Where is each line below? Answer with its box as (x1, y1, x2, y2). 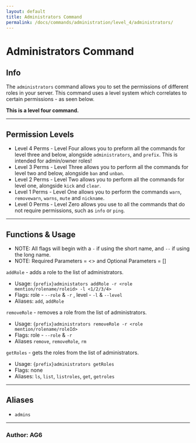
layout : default (6, 8, 45, 15)
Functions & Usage (6, 229, 76, 240)
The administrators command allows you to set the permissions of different (6, 83, 188, 91)
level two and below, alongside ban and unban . (14, 170, 124, 177)
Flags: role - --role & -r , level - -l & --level (14, 292, 123, 298)
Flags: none (14, 366, 43, 373)
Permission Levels (6, 129, 74, 139)
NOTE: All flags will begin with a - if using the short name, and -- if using (14, 245, 190, 252)
